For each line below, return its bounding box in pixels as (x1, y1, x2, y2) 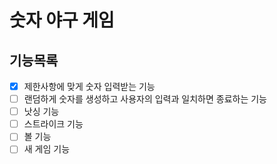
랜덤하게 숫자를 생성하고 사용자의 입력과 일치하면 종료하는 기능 (23, 93, 267, 105)
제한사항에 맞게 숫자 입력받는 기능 (23, 81, 156, 92)
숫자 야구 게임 (9, 9, 115, 32)
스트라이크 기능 (23, 118, 84, 130)
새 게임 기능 (23, 143, 71, 155)
